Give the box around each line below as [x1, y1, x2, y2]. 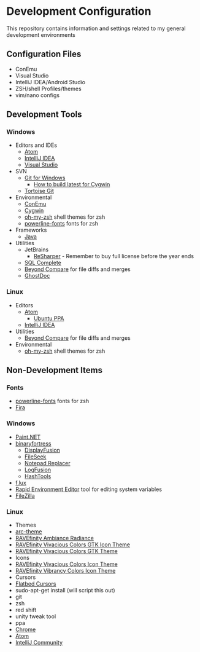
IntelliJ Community [15, 639, 63, 646]
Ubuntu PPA [33, 315, 64, 322]
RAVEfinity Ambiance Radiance [15, 535, 94, 542]
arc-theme [15, 528, 42, 535]
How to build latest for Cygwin [33, 181, 110, 188]
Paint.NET [15, 433, 41, 441]
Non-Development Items [6, 365, 103, 375]
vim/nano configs [15, 91, 60, 99]
